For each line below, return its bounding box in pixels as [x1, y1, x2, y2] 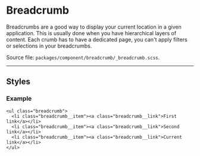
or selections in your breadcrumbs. [6, 42, 92, 49]
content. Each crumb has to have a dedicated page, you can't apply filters [6, 36, 187, 43]
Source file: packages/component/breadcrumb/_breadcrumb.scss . [6, 54, 160, 61]
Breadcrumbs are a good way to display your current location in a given [6, 23, 182, 30]
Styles [6, 77, 31, 87]
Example [6, 95, 32, 103]
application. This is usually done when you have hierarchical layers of [6, 29, 177, 36]
